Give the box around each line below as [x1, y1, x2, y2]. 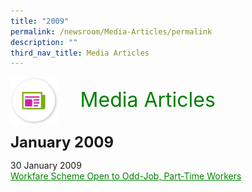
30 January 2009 [10, 160, 82, 172]
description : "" [10, 37, 78, 47]
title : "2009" [10, 16, 70, 26]
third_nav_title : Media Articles [10, 48, 150, 58]
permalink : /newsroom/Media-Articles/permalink [10, 26, 213, 37]
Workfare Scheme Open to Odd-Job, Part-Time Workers [10, 170, 242, 182]
